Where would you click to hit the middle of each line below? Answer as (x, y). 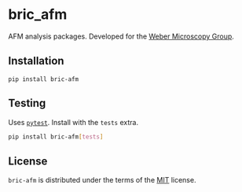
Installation (36, 61)
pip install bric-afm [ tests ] (56, 137)
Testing (27, 103)
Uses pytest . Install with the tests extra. (73, 122)
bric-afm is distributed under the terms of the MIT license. (102, 180)
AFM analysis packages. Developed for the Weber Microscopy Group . (121, 36)
